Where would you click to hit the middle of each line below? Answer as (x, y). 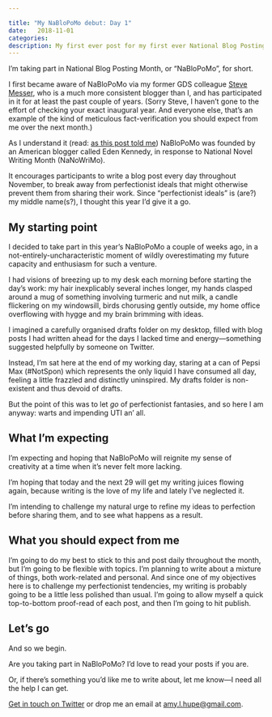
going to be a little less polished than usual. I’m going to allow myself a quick (136, 594)
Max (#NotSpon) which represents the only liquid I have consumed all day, (132, 371)
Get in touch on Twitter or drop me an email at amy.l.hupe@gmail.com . (126, 704)
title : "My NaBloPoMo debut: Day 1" (70, 23)
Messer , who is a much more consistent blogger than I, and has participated (135, 93)
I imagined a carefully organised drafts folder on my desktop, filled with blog (136, 330)
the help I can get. (38, 688)
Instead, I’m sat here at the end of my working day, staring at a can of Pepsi (134, 363)
